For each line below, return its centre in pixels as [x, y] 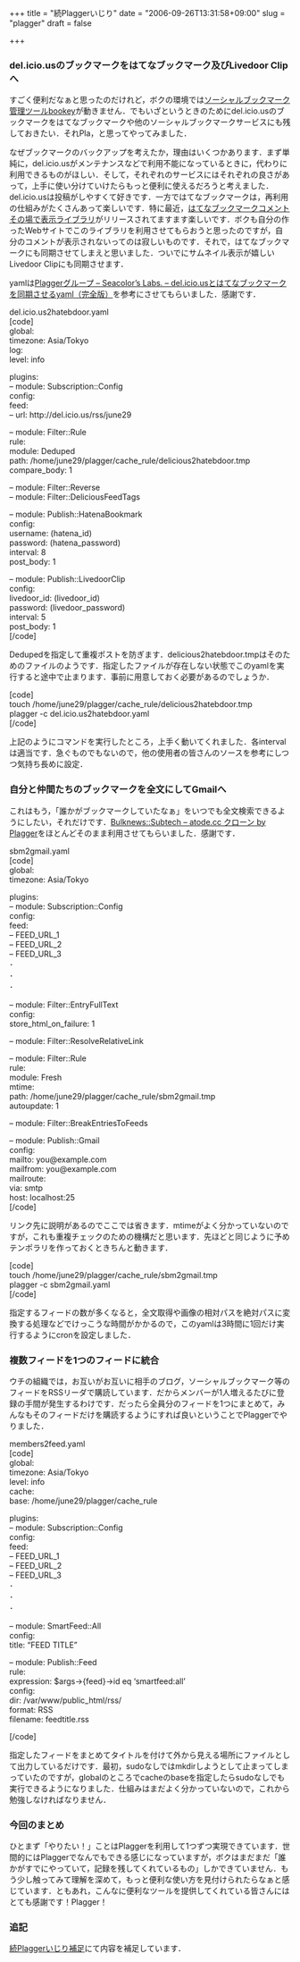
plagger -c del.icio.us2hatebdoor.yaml [79, 714]
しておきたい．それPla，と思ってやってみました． [100, 133]
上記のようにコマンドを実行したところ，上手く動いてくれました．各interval [148, 742]
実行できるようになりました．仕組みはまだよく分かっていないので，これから [150, 1788]
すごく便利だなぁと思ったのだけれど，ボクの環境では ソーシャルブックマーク [150, 100]
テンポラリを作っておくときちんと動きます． [91, 1247]
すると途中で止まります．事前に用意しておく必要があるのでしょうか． [145, 677]
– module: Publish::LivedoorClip [67, 579]
